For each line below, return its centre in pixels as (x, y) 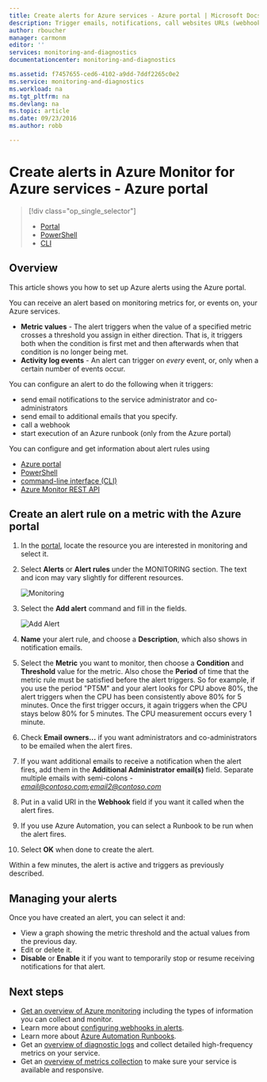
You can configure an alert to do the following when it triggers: (111, 384)
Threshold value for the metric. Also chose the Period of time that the (135, 672)
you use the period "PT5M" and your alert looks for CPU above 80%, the (139, 688)
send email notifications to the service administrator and (113, 399)
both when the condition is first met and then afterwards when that (130, 343)
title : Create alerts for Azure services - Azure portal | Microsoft (126, 15)
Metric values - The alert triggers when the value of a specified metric (136, 326)
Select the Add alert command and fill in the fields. (103, 609)
